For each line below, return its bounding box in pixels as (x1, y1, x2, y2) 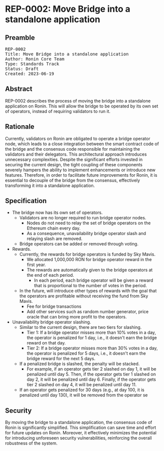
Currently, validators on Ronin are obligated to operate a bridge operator (5, 135, 150, 141)
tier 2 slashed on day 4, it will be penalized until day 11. (26, 382, 137, 388)
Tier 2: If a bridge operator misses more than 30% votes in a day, (26, 345, 158, 351)
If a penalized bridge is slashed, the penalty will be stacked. (19, 361, 140, 367)
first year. (26, 262, 46, 268)
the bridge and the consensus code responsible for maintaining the (5, 146, 140, 152)
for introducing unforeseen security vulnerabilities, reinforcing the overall (5, 435, 152, 441)
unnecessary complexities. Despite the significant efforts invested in (5, 156, 143, 162)
